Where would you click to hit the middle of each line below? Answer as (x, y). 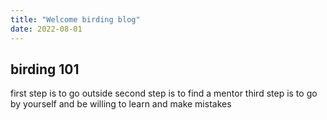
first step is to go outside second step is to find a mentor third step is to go (164, 93)
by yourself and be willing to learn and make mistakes (121, 104)
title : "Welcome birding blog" (75, 19)
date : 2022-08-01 (46, 29)
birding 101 (45, 69)
